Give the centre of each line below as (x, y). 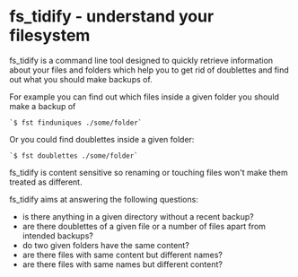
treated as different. (46, 182)
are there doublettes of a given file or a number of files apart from (144, 226)
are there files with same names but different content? (122, 264)
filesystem (50, 35)
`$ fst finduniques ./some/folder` (76, 123)
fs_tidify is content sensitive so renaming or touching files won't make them (149, 172)
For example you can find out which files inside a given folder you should (145, 97)
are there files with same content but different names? (122, 255)
